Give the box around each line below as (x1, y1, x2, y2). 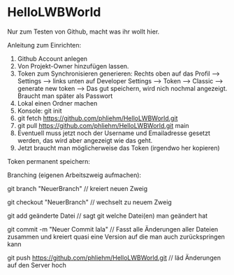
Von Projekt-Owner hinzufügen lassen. (17, 62, 129, 70)
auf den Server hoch (7, 260, 66, 269)
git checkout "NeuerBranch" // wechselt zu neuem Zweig (7, 197, 173, 206)
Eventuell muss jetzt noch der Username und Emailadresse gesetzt (17, 129, 211, 137)
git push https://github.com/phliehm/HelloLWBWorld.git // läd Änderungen (7, 253, 221, 262)
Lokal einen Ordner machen (17, 99, 98, 107)
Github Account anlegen (17, 54, 88, 63)
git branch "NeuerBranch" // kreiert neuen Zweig (7, 184, 148, 192)
